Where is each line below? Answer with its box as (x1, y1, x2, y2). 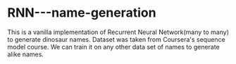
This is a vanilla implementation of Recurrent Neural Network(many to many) (7, 28, 230, 36)
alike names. (7, 50, 44, 58)
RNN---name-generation (7, 5, 156, 21)
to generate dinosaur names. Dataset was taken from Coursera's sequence (7, 35, 225, 43)
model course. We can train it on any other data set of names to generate (7, 42, 220, 51)
